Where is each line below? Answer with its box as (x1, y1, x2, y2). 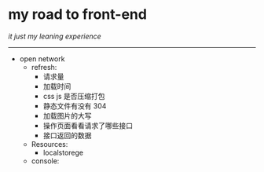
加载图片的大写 (42, 111, 92, 120)
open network (19, 53, 65, 64)
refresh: (31, 62, 57, 71)
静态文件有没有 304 (42, 101, 107, 111)
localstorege (42, 148, 84, 157)
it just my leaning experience (8, 31, 102, 41)
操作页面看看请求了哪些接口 (42, 120, 134, 130)
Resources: (31, 139, 68, 148)
